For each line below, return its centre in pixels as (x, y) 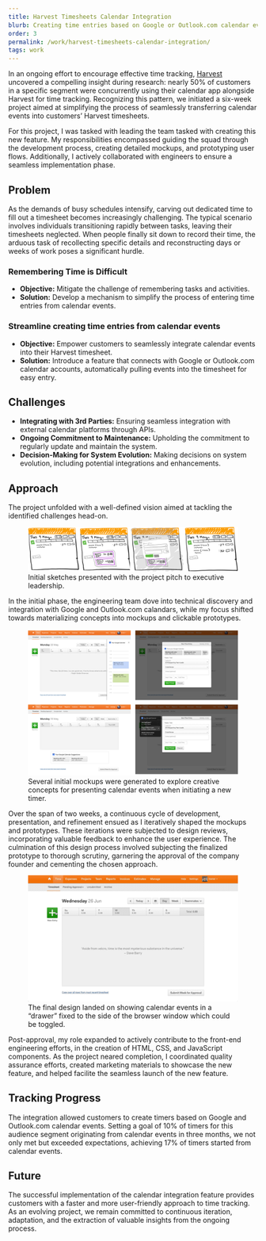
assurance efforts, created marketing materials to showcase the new (120, 1065)
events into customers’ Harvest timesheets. (79, 116)
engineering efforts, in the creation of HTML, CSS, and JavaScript (116, 1048)
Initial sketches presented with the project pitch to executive (126, 577)
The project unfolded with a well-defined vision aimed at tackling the (120, 508)
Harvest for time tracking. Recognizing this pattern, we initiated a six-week (130, 99)
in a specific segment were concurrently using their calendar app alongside (131, 90)
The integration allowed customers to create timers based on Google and (127, 1117)
